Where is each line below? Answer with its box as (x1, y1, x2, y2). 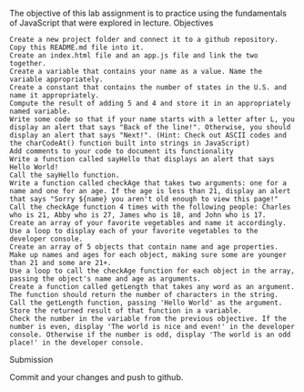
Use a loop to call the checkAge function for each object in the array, (9, 266, 296, 275)
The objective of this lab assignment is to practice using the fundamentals (9, 8, 287, 18)
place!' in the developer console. (9, 338, 145, 347)
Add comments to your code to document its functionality (9, 147, 234, 156)
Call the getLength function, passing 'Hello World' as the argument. (9, 298, 283, 307)
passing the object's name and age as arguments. (9, 274, 202, 284)
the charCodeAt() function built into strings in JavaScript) (9, 139, 250, 148)
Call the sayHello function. (9, 170, 120, 180)
